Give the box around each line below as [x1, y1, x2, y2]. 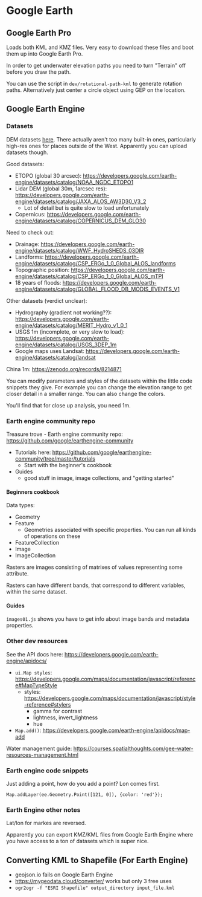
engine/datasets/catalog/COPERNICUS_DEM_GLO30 [14, 217, 147, 224]
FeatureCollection [14, 539, 59, 546]
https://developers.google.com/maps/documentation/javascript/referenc [14, 675, 196, 682]
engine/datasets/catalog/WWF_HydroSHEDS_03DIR [14, 247, 144, 254]
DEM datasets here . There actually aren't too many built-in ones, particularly [6, 135, 196, 143]
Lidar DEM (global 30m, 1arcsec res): [14, 185, 107, 192]
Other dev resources [6, 637, 68, 646]
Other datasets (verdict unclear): [6, 297, 87, 304]
